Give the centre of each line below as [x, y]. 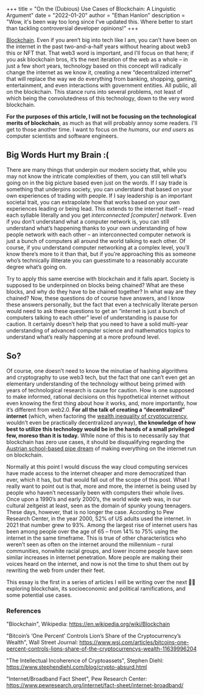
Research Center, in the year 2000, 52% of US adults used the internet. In [99, 518]
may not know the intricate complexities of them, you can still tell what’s [97, 176]
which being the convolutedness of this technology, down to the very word [100, 98]
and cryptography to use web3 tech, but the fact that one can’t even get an [100, 377]
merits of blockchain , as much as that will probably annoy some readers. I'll [102, 123]
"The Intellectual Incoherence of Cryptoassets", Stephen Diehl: [85, 660]
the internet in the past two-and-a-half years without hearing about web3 [98, 46]
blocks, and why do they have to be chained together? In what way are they [101, 291]
